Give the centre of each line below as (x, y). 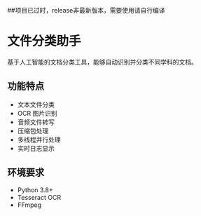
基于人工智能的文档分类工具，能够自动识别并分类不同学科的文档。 (102, 62)
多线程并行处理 (39, 140)
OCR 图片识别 (37, 113)
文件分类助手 (44, 41)
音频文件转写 (36, 122)
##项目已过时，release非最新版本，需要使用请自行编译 (86, 10)
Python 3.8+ (35, 190)
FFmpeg (29, 205)
